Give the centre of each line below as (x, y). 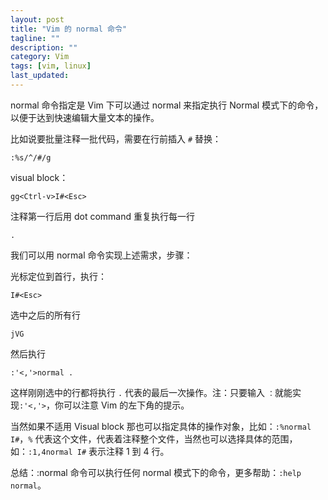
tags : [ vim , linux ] (51, 66)
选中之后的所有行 (45, 315)
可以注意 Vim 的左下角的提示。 (126, 405)
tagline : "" (35, 38)
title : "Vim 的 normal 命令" (69, 29)
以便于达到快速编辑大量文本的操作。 (85, 117)
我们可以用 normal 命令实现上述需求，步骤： (101, 255)
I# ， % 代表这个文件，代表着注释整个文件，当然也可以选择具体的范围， (154, 438)
